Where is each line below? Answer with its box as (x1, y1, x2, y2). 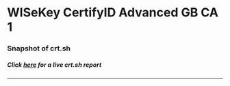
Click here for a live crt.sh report (7, 60, 102, 69)
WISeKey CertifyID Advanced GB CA (7, 5, 219, 20)
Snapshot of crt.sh (7, 44, 71, 53)
